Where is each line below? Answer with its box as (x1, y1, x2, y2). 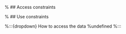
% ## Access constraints (4, 4, 56, 10)
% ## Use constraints (4, 14, 49, 19)
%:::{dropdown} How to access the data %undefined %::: (4, 23, 122, 29)
